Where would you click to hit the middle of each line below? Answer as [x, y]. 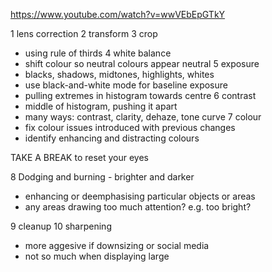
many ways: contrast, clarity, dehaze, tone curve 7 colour [143, 117]
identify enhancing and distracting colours [112, 138]
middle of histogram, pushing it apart [101, 106]
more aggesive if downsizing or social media [117, 245]
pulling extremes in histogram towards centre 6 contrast [140, 95]
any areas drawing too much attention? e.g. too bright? [138, 207]
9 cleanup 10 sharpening [61, 226]
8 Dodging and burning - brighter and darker [102, 177]
